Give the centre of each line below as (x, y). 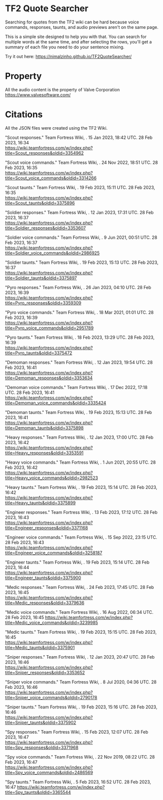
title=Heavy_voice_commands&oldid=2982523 (52, 478)
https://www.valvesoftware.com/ (38, 95)
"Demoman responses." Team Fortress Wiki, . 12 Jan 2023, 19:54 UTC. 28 (79, 362)
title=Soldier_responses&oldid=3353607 (45, 228)
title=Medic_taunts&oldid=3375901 (40, 647)
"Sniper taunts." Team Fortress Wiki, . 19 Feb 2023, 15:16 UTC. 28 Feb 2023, (81, 707)
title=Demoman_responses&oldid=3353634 (49, 378)
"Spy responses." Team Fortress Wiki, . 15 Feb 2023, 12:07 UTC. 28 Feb (77, 732)
